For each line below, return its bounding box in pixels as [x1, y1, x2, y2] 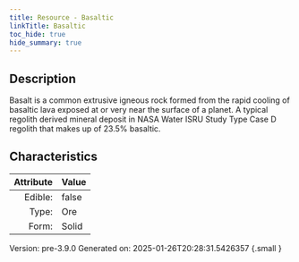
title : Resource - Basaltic [9, 13, 115, 22]
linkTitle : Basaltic [9, 21, 87, 30]
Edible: [23, 190, 54, 203]
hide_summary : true [9, 38, 82, 47]
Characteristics [9, 149, 98, 165]
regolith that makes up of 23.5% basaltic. [9, 123, 161, 134]
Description [9, 71, 76, 86]
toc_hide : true [9, 30, 66, 38]
